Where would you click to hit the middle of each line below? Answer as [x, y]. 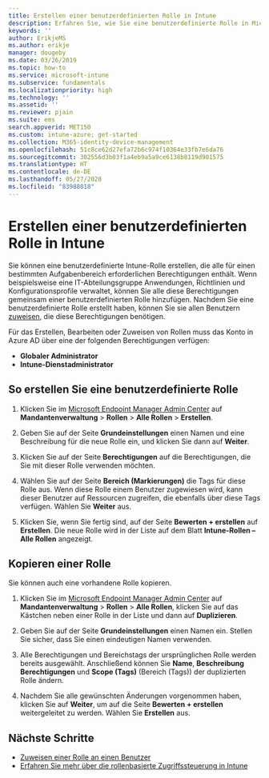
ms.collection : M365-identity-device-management [91, 142]
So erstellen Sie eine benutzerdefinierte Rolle [123, 390]
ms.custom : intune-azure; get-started [73, 134]
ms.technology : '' [39, 98]
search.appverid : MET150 [50, 127]
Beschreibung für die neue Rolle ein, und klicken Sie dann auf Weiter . [134, 441]
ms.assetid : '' [34, 105]
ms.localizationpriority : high [60, 90]
